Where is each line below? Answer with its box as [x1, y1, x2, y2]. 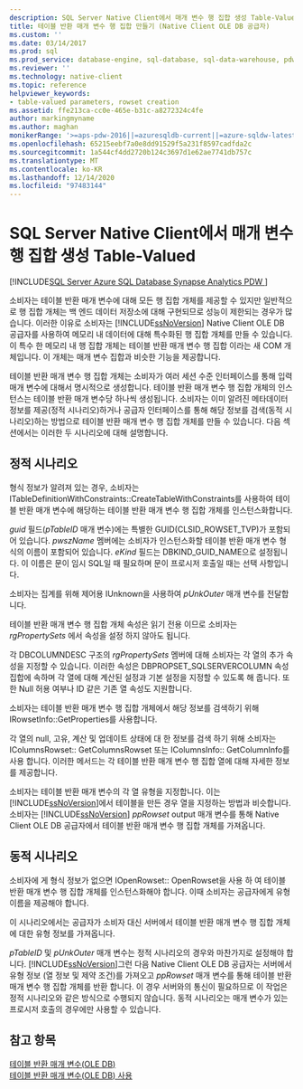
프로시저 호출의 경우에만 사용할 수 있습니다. [9, 1003, 161, 1014]
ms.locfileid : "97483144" [9, 182, 106, 191]
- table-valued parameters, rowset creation [9, 97, 179, 107]
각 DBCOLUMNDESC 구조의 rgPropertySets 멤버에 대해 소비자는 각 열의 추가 [9, 649, 284, 660]
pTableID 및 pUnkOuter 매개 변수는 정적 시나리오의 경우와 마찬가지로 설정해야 [9, 947, 285, 958]
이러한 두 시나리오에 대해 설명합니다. [40, 427, 169, 439]
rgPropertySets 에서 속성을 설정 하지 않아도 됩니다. [9, 630, 191, 640]
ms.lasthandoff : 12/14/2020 [9, 173, 115, 182]
